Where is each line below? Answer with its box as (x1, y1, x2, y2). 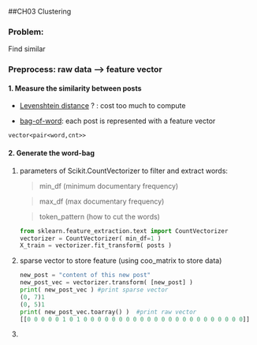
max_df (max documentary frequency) (39, 197, 165, 206)
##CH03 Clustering (8, 7, 72, 16)
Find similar (8, 44, 46, 54)
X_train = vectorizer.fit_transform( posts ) (19, 242, 172, 249)
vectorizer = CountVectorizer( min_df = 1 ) (19, 234, 162, 242)
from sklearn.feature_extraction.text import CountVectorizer (19, 227, 229, 235)
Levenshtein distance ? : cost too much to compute (19, 101, 186, 111)
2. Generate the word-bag (8, 148, 95, 158)
